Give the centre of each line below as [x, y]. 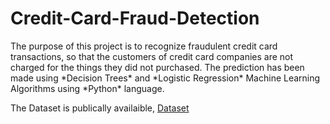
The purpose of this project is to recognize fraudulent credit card [144, 46]
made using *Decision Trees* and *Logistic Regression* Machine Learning [165, 78]
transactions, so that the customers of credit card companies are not [152, 56]
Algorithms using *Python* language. [87, 88]
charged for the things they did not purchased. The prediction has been [157, 67]
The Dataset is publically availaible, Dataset [100, 108]
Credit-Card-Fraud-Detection [135, 18]
